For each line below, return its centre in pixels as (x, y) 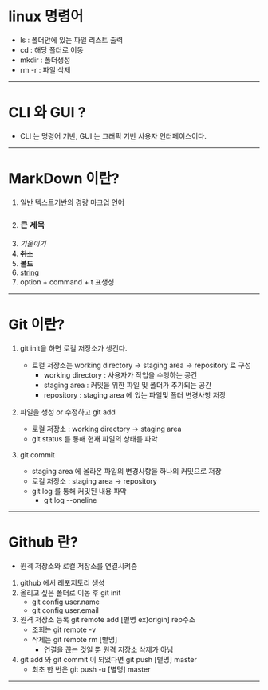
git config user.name (65, 602)
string (30, 272)
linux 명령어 (46, 16)
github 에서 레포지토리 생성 (62, 582)
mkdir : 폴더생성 (45, 60)
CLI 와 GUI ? (47, 113)
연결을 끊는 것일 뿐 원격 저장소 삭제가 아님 (108, 649)
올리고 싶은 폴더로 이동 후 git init (70, 592)
